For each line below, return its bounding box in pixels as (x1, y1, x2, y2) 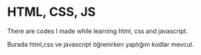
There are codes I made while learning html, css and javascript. (7, 27, 189, 35)
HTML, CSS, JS (7, 4, 96, 20)
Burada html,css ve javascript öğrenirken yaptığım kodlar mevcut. (7, 40, 194, 48)
